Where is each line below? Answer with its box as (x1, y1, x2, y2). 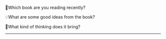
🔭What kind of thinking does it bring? (5, 24, 81, 29)
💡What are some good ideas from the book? (5, 14, 95, 19)
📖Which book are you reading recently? (5, 5, 85, 10)
